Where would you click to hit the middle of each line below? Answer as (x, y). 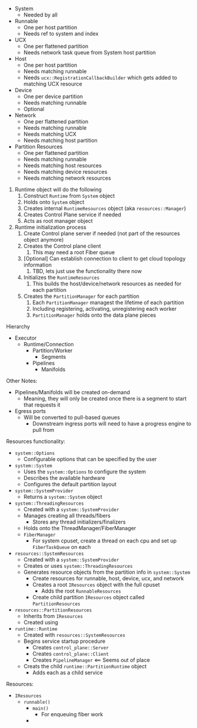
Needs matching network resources (67, 178)
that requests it (42, 405)
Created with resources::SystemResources (74, 635)
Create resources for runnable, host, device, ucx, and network (108, 578)
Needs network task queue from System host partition (90, 52)
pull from (43, 430)
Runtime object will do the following (58, 189)
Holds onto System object (54, 202)
